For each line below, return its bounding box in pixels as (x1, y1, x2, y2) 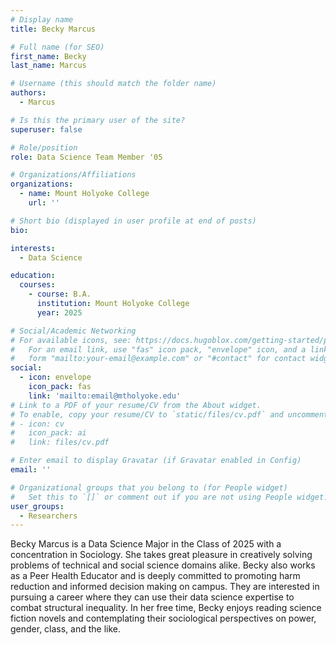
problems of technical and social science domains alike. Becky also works (10, 559, 316, 571)
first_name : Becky (10, 51, 87, 61)
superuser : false (10, 124, 83, 135)
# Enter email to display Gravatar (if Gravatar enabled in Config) (10, 456, 302, 466)
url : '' (28, 198, 60, 208)
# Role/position (10, 142, 78, 153)
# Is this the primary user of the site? (10, 115, 186, 125)
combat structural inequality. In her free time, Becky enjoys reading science (10, 602, 322, 614)
